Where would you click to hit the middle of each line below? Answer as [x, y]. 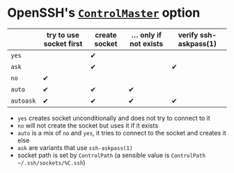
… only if [147, 35]
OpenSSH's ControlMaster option [104, 13]
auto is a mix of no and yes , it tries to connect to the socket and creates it [122, 133]
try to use [63, 35]
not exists [147, 43]
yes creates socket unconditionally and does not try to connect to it [114, 118]
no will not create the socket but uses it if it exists [88, 125]
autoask [23, 100]
